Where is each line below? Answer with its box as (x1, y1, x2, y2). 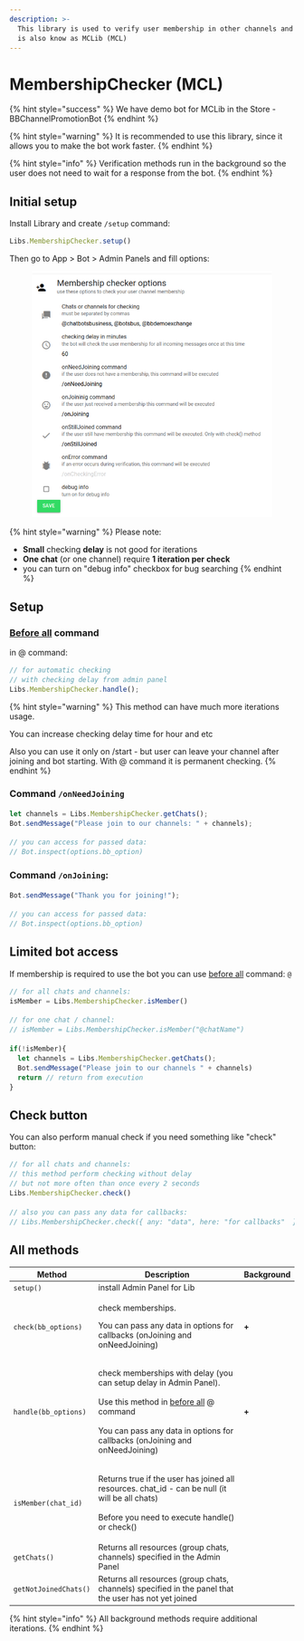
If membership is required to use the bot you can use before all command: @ (9, 968, 292, 979)
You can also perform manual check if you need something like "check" (9, 1132, 277, 1143)
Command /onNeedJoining (9, 788, 125, 801)
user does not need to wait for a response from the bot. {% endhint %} (9, 168, 273, 178)
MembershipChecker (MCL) (9, 73, 223, 94)
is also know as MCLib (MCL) (17, 34, 128, 43)
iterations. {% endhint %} (9, 1622, 104, 1634)
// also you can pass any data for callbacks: (9, 1207, 188, 1217)
